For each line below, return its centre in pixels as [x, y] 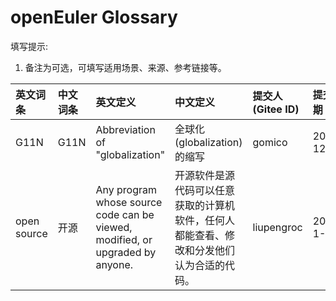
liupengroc [277, 227]
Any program [126, 189]
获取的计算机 [205, 205]
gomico [270, 142]
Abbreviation [125, 129]
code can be [125, 214]
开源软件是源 [205, 175]
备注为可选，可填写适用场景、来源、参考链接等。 [125, 67]
